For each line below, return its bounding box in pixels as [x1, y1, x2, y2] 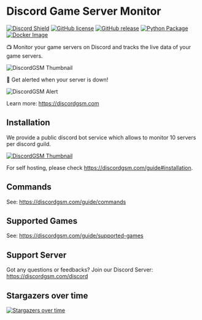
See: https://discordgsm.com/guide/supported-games [6, 232, 144, 240]
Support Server [6, 250, 67, 260]
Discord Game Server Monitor [6, 4, 161, 18]
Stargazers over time [6, 290, 88, 301]
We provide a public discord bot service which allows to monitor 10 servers [6, 134, 196, 141]
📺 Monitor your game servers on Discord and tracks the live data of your [6, 43, 192, 50]
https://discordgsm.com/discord [6, 273, 88, 280]
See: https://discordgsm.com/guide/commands [6, 198, 126, 205]
